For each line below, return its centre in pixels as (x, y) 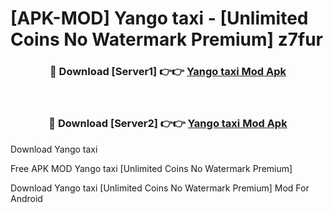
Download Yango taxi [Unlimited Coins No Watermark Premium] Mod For (160, 188)
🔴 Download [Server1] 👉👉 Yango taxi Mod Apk (168, 72)
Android (26, 198)
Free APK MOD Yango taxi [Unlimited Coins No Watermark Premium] (151, 168)
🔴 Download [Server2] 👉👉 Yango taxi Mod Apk (168, 124)
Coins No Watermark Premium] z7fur (166, 39)
